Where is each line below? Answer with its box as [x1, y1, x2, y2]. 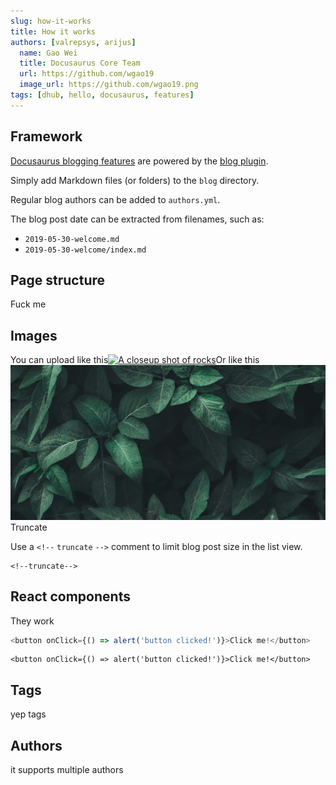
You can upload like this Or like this [10, 354, 260, 366]
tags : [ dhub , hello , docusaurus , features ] [10, 90, 195, 100]
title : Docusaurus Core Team [19, 58, 141, 69]
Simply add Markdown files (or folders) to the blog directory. [10, 174, 260, 186]
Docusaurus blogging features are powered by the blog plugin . [10, 155, 269, 167]
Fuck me [10, 298, 47, 310]
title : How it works [10, 26, 97, 37]
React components [10, 588, 131, 605]
